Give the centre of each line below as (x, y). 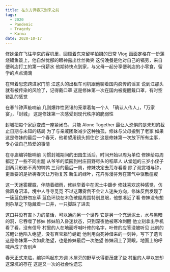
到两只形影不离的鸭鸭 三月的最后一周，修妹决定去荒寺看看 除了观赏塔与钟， (84, 167)
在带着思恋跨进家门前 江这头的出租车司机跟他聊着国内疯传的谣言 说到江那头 (84, 84)
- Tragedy (20, 29)
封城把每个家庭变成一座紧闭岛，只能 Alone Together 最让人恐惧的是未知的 (83, 124)
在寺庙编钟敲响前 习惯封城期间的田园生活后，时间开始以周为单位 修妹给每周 (84, 154)
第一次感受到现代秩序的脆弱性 (82, 114)
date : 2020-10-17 (24, 39)
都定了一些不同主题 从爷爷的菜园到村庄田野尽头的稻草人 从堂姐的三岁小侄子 (84, 161)
